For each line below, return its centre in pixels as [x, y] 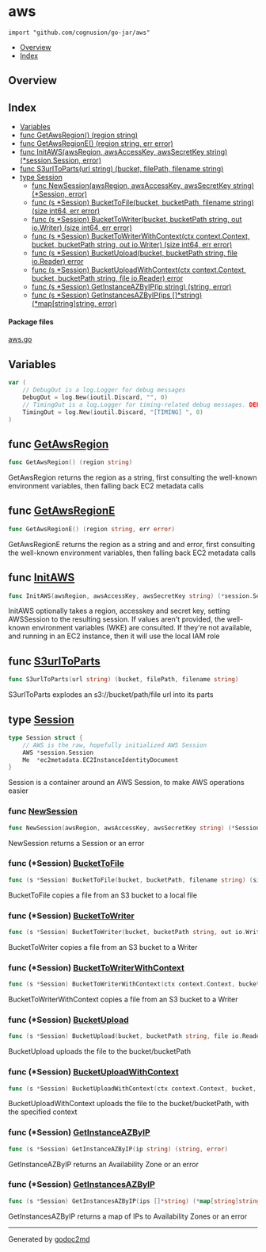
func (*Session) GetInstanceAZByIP [79, 1132]
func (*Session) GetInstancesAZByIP [82, 1185]
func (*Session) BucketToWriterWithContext [96, 967]
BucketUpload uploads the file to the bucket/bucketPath [100, 1051]
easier [19, 791]
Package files [31, 322]
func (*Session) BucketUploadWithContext [94, 1072]
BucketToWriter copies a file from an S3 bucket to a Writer [103, 947]
